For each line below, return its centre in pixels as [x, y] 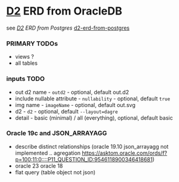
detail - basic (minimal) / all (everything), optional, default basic [94, 118]
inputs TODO [26, 79]
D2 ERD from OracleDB [64, 11]
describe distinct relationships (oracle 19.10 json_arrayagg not [92, 146]
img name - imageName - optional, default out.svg [75, 105]
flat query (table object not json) [55, 172]
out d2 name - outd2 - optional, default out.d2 [72, 92]
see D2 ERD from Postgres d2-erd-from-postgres [68, 28]
